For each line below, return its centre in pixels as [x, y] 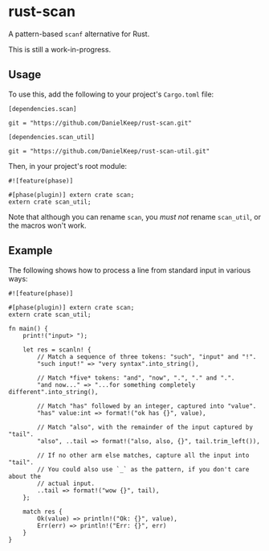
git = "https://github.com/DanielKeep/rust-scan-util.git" [109, 151]
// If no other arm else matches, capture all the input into [143, 455]
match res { [43, 512]
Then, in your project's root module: [67, 166]
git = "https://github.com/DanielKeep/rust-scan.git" [100, 123]
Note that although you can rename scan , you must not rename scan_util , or [134, 216]
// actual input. [66, 483]
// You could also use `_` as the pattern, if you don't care [143, 469]
